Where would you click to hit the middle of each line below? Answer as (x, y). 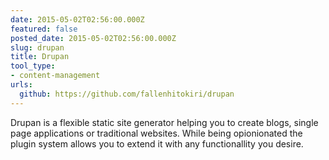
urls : (21, 85)
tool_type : (33, 66)
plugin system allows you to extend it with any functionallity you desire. (157, 143)
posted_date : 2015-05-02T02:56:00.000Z (93, 38)
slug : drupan (37, 47)
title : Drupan (40, 57)
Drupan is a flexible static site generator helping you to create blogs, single (164, 122)
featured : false (44, 29)
